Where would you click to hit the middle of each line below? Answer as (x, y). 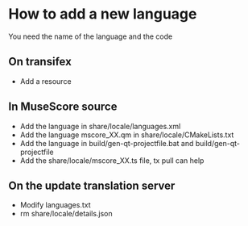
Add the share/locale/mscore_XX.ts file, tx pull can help (112, 160)
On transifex (40, 62)
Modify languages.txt (55, 205)
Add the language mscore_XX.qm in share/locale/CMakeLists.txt (127, 135)
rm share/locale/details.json (66, 214)
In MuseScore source (63, 107)
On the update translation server (92, 185)
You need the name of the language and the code (91, 36)
